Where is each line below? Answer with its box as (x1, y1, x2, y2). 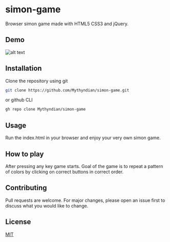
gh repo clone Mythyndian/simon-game (5, 107, 86, 112)
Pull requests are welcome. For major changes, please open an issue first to (5, 197, 165, 203)
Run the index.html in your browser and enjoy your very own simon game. (5, 135, 161, 141)
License (5, 217, 31, 227)
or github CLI (5, 97, 33, 103)
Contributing (5, 183, 47, 192)
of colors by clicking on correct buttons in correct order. (5, 169, 124, 175)
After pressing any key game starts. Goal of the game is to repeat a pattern (5, 163, 163, 169)
